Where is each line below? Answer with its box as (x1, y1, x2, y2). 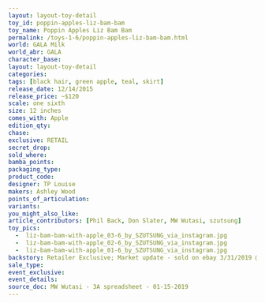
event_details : (8, 275, 58, 284)
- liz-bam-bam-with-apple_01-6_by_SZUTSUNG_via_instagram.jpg (15, 246, 227, 254)
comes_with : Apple (8, 114, 69, 122)
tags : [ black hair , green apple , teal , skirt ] (8, 77, 164, 85)
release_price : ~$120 (8, 92, 80, 100)
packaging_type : (8, 166, 62, 174)
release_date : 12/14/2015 (8, 84, 93, 93)
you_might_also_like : (8, 210, 80, 218)
